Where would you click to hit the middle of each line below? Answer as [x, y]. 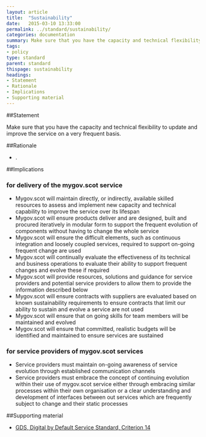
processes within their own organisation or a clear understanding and [103, 391]
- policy [17, 52]
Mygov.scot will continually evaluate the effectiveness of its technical [103, 257]
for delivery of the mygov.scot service [64, 185]
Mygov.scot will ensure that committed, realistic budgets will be [95, 329]
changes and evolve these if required [62, 270]
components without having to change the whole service [87, 231]
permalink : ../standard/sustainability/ [59, 29]
